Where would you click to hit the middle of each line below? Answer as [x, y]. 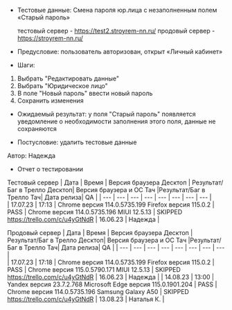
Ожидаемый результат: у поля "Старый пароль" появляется [106, 114]
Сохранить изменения [51, 101]
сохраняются [37, 129]
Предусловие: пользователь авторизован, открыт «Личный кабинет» [120, 52]
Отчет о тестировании [50, 169]
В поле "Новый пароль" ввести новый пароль [85, 93]
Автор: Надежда [32, 156]
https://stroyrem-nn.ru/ [50, 38]
